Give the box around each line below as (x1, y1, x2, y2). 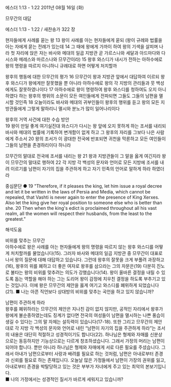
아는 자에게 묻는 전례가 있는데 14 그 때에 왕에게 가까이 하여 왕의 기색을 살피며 (5, 44, 158, 50)
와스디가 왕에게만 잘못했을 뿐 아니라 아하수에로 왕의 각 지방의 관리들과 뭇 (10, 80, 155, 86)
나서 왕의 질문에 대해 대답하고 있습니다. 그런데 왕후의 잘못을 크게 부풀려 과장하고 (5, 256, 165, 263)
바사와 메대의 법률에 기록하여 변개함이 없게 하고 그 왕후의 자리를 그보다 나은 (5, 130, 155, 135)
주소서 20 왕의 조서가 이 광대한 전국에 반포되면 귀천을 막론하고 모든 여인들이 (14, 136, 166, 142)
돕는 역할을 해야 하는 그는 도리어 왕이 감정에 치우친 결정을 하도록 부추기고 (14, 276, 161, 282)
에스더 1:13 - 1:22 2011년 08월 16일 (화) (5, 5, 84, 10)
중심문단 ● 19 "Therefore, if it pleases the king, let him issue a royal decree (5, 183, 162, 189)
